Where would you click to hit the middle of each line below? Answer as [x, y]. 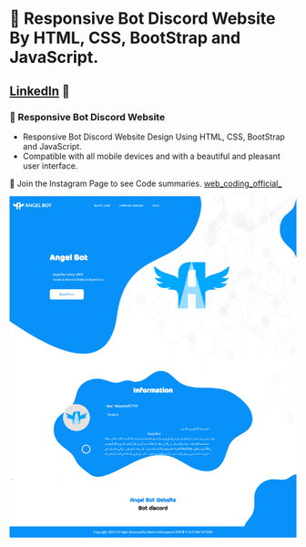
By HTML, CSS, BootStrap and [125, 38]
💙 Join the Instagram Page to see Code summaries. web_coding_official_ [146, 183]
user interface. [50, 165]
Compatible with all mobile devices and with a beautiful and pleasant [151, 156]
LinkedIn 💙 [40, 91]
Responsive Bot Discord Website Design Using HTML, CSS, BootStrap [153, 137]
